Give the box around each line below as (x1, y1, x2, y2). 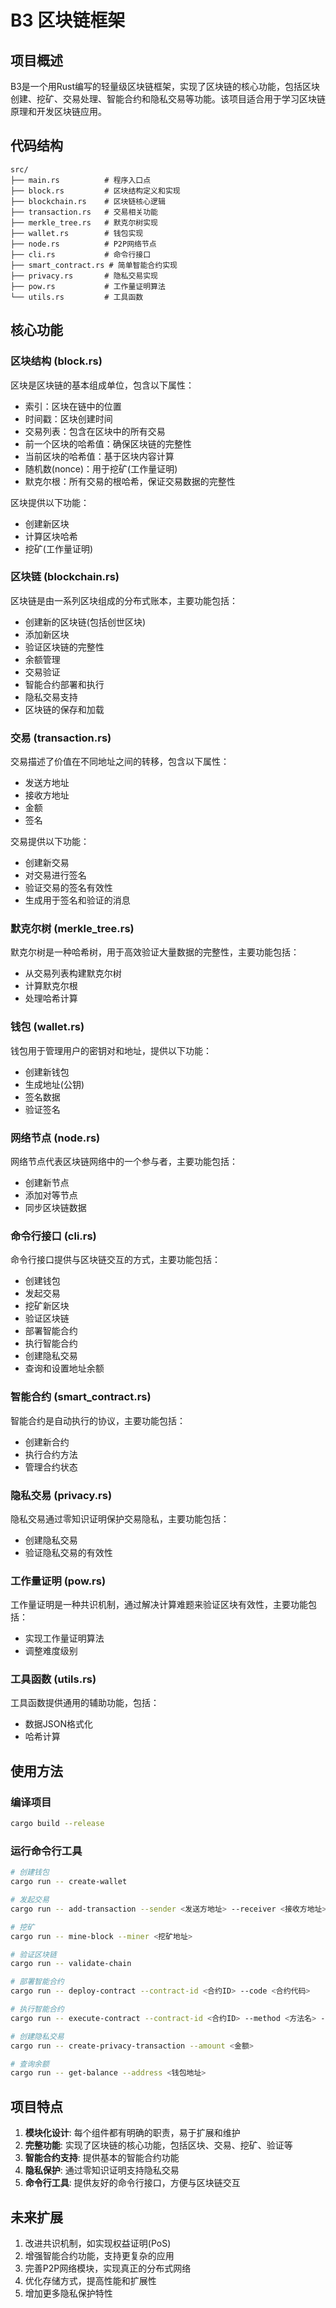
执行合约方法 (24, 1448, 78, 1460)
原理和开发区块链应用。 (10, 106, 107, 117)
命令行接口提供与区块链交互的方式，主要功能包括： (10, 1254, 221, 1266)
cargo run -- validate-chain (10, 1959, 132, 1969)
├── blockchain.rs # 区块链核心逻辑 (10, 196, 166, 206)
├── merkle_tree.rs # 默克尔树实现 (10, 217, 158, 228)
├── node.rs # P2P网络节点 (10, 239, 157, 249)
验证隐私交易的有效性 (24, 1546, 113, 1558)
